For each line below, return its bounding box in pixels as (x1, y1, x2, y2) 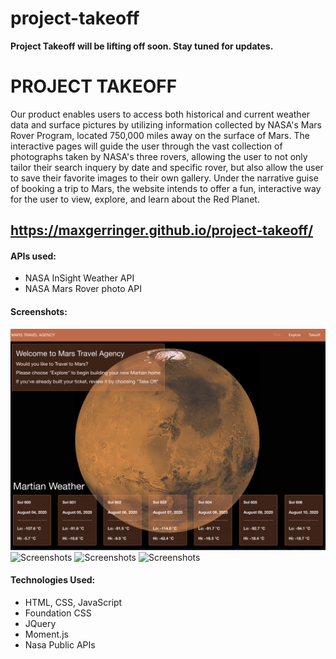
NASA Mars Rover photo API (24, 283, 142, 295)
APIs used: (10, 250, 57, 262)
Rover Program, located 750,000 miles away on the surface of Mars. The (10, 129, 310, 141)
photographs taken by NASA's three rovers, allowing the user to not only (10, 150, 308, 162)
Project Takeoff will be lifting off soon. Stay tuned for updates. (10, 40, 274, 52)
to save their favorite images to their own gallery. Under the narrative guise (10, 172, 319, 184)
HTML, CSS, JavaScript (24, 596, 123, 608)
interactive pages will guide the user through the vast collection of (10, 140, 283, 152)
